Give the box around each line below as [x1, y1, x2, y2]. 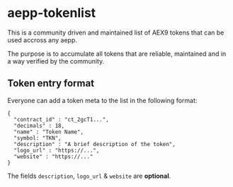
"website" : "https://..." [13, 153, 93, 160]
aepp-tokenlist [7, 5, 96, 21]
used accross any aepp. [7, 35, 78, 44]
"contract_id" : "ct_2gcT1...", [13, 116, 110, 123]
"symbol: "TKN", [13, 134, 62, 142]
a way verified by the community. [7, 56, 105, 65]
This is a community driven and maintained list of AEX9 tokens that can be [7, 28, 225, 37]
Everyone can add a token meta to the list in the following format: [7, 96, 198, 104]
